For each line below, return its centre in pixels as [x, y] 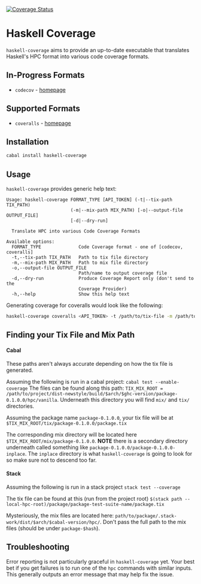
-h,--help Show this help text [71, 294]
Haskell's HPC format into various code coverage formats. [78, 56]
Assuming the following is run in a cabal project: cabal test [80, 381]
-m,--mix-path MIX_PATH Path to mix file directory [80, 263]
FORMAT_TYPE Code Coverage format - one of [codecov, [98, 247]
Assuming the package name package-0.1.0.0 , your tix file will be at [90, 417]
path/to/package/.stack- [146, 516]
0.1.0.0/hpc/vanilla [32, 400]
